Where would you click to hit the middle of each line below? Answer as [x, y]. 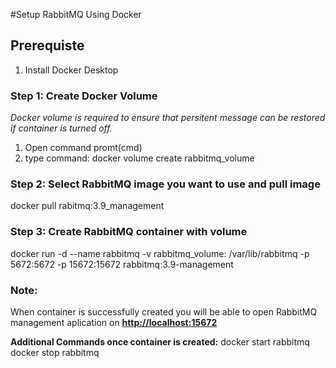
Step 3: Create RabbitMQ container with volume [129, 232]
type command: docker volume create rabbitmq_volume [139, 158]
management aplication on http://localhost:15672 [114, 322]
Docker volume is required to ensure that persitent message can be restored [168, 118]
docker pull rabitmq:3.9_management [87, 206]
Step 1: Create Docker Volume [84, 96]
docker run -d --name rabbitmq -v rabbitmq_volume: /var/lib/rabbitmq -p [160, 253]
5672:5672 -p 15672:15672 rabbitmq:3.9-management [122, 264]
